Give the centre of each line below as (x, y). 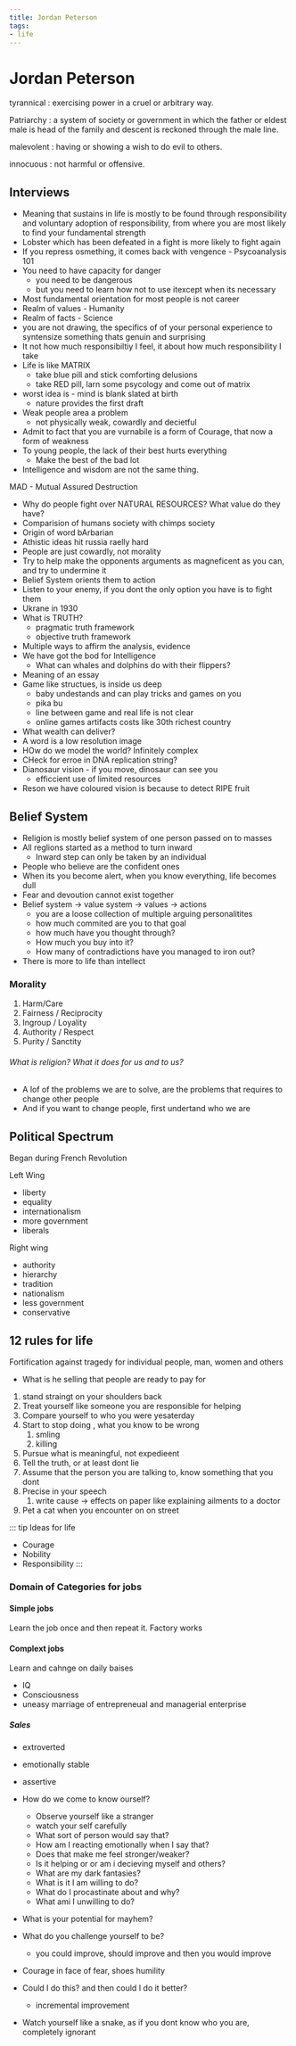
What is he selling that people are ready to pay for (114, 1380)
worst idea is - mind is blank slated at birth (100, 394)
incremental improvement (82, 2005)
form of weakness (55, 441)
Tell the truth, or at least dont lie (81, 1463)
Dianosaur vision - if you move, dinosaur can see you (120, 770)
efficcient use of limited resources (98, 779)
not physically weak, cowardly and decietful (116, 422)
